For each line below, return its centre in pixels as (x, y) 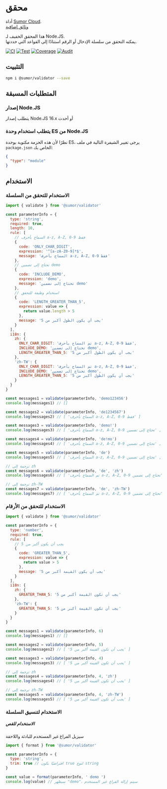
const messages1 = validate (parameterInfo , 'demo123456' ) (67, 398)
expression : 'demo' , (40, 279)
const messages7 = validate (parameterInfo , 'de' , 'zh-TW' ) (68, 489)
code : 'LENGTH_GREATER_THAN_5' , (52, 302)
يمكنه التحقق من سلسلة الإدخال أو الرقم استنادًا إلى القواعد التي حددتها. (71, 41)
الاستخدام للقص (20, 724)
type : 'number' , (27, 530)
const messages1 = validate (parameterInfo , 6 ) (55, 631)
